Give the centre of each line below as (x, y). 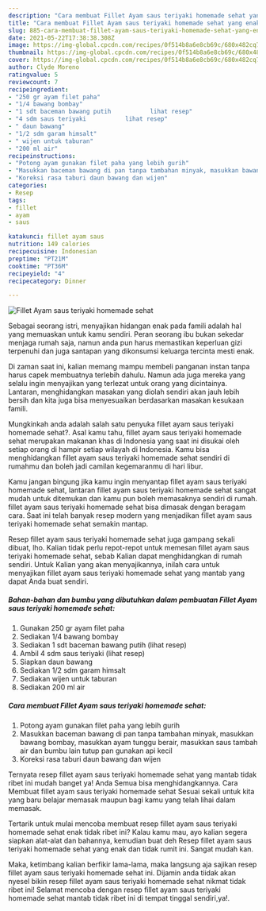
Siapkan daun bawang (56, 662)
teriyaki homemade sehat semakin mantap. (78, 524)
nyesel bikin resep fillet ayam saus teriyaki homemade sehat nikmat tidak (127, 882)
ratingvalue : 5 (33, 75)
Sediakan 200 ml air (52, 687)
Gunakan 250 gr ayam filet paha (72, 628)
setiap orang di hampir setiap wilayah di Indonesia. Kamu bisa (109, 450)
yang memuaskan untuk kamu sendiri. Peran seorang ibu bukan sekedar (126, 334)
